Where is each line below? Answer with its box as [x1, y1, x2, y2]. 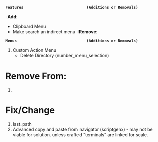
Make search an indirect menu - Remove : [12, 29, 98, 35]
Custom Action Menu [12, 47, 57, 53]
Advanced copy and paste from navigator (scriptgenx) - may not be [12, 126, 153, 132]
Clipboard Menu [12, 23, 46, 29]
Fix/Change [5, 105, 55, 116]
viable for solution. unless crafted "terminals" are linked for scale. [12, 131, 148, 138]
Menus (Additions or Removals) [5, 38, 138, 43]
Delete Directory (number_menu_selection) [20, 53, 109, 58]
